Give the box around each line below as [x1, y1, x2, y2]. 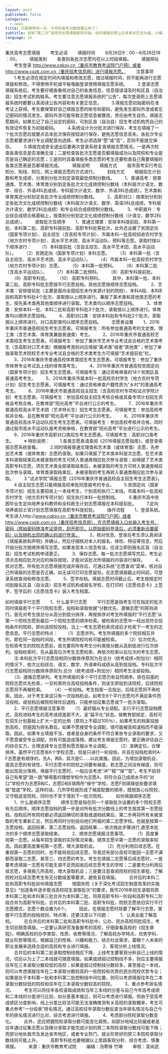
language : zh [5, 36, 32, 41]
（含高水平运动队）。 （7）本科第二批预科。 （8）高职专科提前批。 [5, 269, 155, 275]
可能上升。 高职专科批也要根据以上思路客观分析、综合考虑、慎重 [18, 1037, 160, 1043]
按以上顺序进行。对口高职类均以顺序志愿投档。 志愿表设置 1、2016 [5, 319, 160, 325]
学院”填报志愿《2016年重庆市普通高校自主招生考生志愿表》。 [38, 475, 162, 481]
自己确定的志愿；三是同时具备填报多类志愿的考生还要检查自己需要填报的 [13, 156, 163, 162]
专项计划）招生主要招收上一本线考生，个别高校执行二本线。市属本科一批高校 [5, 488, 163, 494]
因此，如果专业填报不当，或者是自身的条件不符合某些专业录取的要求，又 [13, 730, 163, 736]
